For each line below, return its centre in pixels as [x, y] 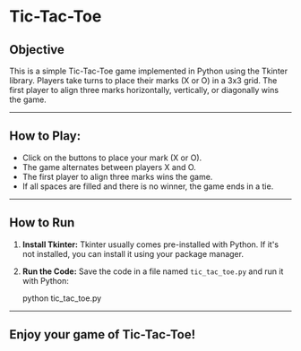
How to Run [42, 223]
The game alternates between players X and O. [109, 167]
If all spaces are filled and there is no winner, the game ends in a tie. [148, 186]
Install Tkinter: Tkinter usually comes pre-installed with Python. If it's [150, 244]
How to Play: [45, 136]
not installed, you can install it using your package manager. [133, 253]
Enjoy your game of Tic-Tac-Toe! [103, 334]
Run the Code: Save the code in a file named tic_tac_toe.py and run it [153, 271]
